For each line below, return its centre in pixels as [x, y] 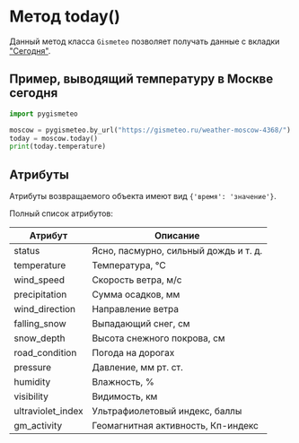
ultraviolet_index [48, 412]
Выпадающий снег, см [141, 324]
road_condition [45, 353]
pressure [33, 368]
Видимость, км [125, 396]
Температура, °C [129, 265]
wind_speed [40, 280]
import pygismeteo [44, 114]
